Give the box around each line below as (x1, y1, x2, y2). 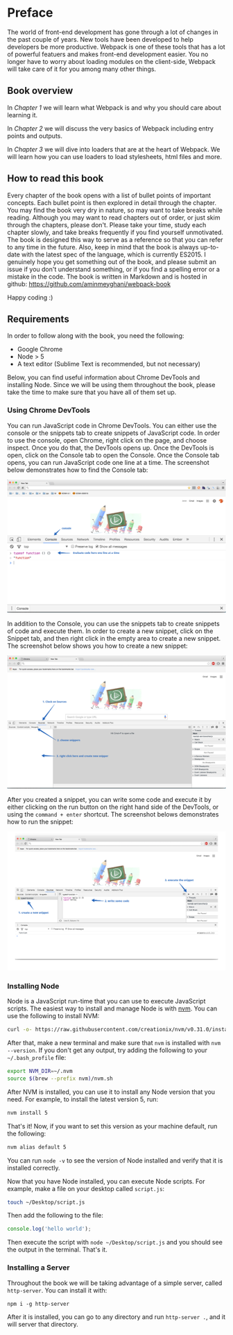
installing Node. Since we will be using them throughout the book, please (7, 381, 216, 389)
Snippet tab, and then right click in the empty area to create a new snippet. (7, 634, 221, 643)
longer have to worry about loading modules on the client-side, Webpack (7, 57, 216, 65)
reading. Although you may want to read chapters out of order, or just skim (7, 213, 221, 222)
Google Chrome (17, 345, 63, 354)
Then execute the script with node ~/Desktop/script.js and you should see (7, 1238, 223, 1247)
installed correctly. (7, 1163, 60, 1172)
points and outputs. (7, 131, 63, 140)
